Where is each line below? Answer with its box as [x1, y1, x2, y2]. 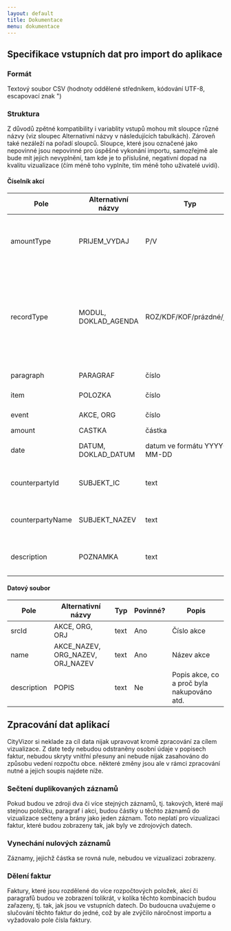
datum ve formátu [145, 441, 203, 451]
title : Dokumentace [7, 17, 63, 23]
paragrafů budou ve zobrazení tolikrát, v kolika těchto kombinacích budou [7, 894, 217, 902]
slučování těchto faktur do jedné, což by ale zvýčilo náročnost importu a [7, 909, 212, 917]
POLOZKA [78, 390, 111, 400]
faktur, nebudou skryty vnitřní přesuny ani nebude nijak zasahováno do [7, 751, 209, 760]
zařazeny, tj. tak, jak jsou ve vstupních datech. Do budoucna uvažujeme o [7, 901, 216, 910]
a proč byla [171, 678, 208, 688]
